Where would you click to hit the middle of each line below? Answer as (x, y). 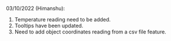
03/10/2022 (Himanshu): (36, 8)
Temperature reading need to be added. (62, 19)
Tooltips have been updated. (49, 26)
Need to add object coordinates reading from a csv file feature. (90, 32)
